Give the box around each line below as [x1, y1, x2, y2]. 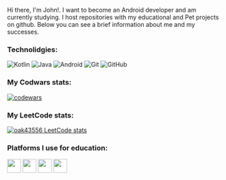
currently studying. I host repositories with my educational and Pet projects [7, 13, 219, 21]
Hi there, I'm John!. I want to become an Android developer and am [7, 6, 197, 14]
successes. [7, 27, 40, 36]
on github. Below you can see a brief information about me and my [7, 21, 195, 28]
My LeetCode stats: [7, 110, 74, 120]
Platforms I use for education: [7, 143, 108, 153]
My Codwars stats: [7, 78, 72, 87]
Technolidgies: [7, 45, 58, 54]
